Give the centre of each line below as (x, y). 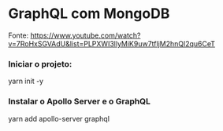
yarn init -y (26, 81)
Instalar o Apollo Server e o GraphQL (80, 101)
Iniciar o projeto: (40, 64)
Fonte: (19, 35)
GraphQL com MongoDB (89, 14)
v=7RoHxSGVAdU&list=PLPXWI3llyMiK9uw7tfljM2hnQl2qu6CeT (111, 43)
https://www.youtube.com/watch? (85, 35)
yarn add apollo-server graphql (59, 118)
